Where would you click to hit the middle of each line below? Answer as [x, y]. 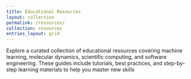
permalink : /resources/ [36, 23]
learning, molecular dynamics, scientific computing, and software [86, 57]
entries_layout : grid [33, 34]
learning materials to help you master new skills [76, 69]
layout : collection [30, 17]
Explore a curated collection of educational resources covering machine [94, 50]
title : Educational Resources [44, 12]
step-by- [174, 64]
